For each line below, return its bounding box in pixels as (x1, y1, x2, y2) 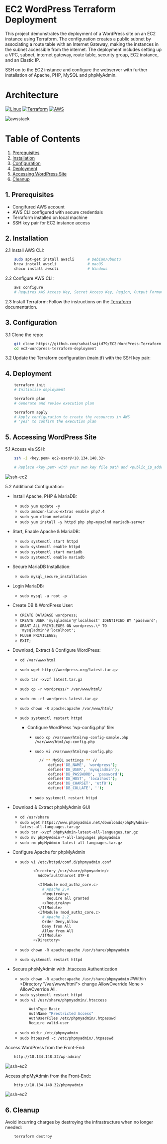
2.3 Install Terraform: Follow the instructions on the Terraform (5, 298, 131, 305)
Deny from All (42, 924, 72, 929)
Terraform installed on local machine (12, 214, 88, 220)
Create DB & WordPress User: (12, 602, 74, 608)
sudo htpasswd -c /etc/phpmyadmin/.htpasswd (19, 1036, 114, 1041)
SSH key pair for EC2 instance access (12, 219, 90, 225)
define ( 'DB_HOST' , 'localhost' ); (48, 776, 118, 781)
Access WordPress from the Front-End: (5, 1044, 85, 1050)
